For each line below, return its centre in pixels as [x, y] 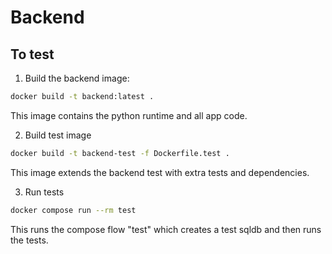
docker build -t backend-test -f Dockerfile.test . [120, 153]
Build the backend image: [77, 78]
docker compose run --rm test [73, 210]
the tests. [29, 240]
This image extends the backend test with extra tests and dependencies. [160, 172]
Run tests [44, 192]
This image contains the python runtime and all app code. [129, 115]
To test [32, 54]
